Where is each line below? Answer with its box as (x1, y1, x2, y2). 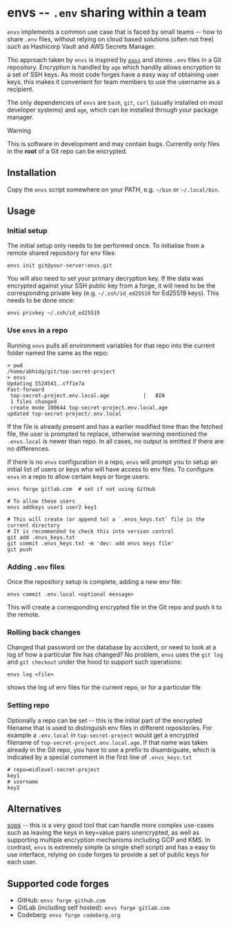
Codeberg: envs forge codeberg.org (17, 911, 121, 919)
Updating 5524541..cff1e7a (7, 380, 85, 387)
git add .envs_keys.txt (7, 534, 76, 541)
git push (7, 546, 32, 553)
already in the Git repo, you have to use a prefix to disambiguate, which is (7, 745, 216, 754)
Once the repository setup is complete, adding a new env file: (7, 578, 182, 586)
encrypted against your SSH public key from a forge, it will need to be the (7, 281, 216, 290)
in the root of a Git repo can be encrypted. (7, 147, 128, 155)
